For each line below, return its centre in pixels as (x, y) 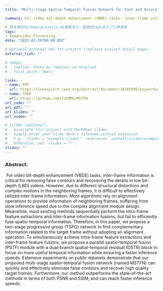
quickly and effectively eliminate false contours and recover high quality (77, 268)
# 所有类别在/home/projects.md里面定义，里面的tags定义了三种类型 (66, 27)
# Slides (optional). (27, 125)
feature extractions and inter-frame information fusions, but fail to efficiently (81, 216)
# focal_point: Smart (29, 72)
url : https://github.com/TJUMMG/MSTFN (49, 98)
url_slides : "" (20, 112)
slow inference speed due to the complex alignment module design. (73, 206)
